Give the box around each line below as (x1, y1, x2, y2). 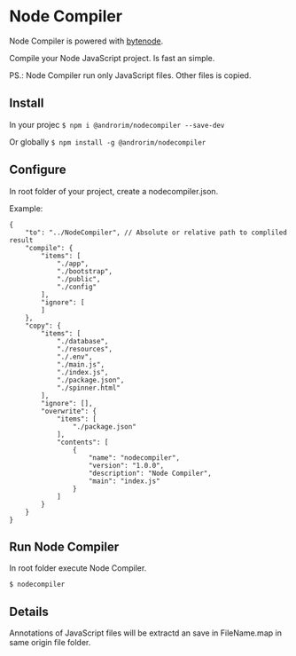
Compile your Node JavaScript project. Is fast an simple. (9, 52, 215, 63)
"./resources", (56, 344, 113, 353)
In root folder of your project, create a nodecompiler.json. (9, 186, 219, 196)
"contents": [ (56, 438, 109, 447)
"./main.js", (56, 360, 105, 369)
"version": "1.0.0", (88, 461, 165, 470)
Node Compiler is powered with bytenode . (9, 36, 164, 46)
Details (9, 604, 49, 619)
